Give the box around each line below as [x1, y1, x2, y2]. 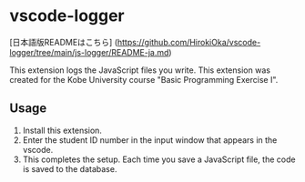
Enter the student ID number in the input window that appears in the [22, 134, 278, 146]
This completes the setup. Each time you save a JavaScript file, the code [22, 154, 296, 165]
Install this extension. [22, 125, 103, 136]
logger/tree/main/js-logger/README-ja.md [9, 46, 169, 57]
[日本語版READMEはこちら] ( [9, 36, 118, 47]
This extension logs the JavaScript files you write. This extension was [9, 65, 271, 76]
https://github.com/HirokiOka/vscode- [117, 36, 261, 47]
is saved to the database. [22, 163, 117, 174]
